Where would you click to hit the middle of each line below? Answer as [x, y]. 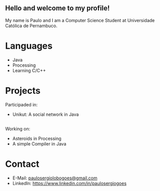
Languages [29, 46]
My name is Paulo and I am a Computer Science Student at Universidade [80, 20]
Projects [23, 90]
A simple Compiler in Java [39, 144]
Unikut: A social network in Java [45, 114]
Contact [22, 164]
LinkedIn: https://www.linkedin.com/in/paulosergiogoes [69, 183]
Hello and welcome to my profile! [57, 8]
